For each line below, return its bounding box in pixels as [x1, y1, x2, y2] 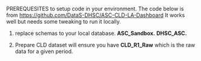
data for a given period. [14, 48, 73, 55]
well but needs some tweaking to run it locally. [6, 18, 122, 25]
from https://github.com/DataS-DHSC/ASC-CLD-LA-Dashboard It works [6, 11, 185, 19]
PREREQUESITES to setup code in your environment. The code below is [6, 5, 184, 12]
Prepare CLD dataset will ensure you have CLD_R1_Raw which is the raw [14, 42, 196, 48]
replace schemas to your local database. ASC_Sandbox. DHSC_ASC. [14, 30, 187, 37]
